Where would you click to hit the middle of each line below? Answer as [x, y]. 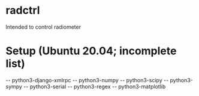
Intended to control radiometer [43, 27]
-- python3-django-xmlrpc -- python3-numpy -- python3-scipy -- [87, 80]
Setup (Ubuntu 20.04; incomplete [91, 51]
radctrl [23, 10]
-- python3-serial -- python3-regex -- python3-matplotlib [94, 86]
